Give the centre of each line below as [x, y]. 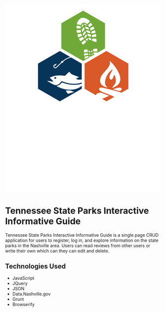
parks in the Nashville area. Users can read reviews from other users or [78, 245]
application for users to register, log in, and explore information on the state [82, 240]
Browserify [23, 305]
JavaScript [23, 278]
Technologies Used [35, 266]
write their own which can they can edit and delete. [57, 251]
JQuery [20, 283]
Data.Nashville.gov [31, 294]
